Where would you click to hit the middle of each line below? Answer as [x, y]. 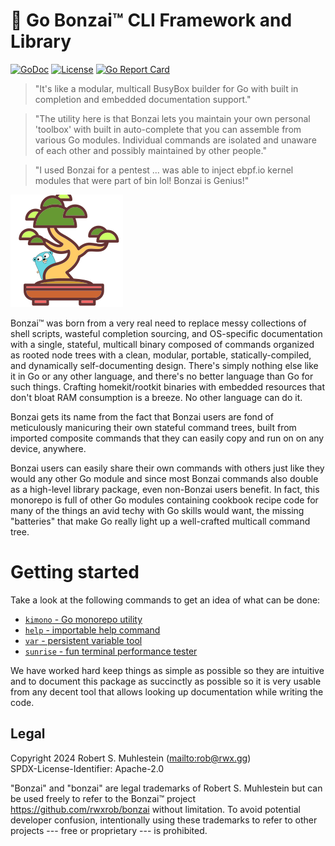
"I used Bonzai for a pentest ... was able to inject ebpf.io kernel [164, 170]
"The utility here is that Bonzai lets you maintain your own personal [172, 118]
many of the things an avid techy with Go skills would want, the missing [157, 510]
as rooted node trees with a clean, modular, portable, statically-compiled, [161, 355]
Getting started [75, 572]
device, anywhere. [48, 448]
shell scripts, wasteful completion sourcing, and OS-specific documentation [166, 333]
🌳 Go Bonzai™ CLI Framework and [151, 20]
